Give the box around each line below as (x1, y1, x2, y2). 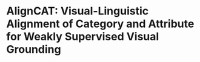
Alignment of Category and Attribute (6, 17, 195, 31)
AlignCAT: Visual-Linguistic (6, 4, 149, 18)
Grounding (6, 43, 62, 57)
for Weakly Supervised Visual (6, 30, 159, 43)
